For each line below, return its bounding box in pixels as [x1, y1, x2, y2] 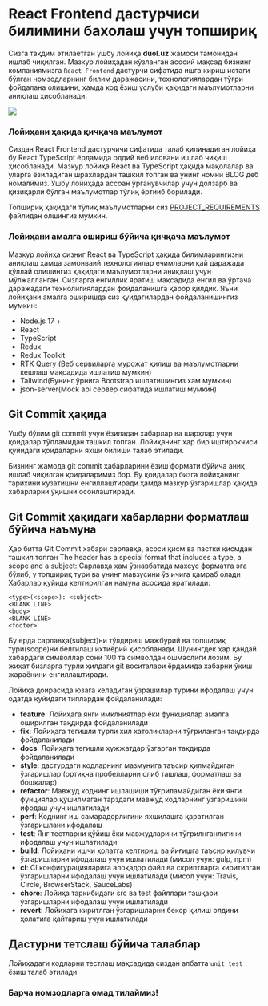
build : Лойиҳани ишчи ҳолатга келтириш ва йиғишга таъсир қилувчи [19, 846, 256, 855]
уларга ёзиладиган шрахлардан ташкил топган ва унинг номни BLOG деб [8, 170, 259, 180]
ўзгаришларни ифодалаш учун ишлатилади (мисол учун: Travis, [19, 871, 238, 881]
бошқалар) [19, 777, 58, 787]
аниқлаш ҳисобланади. [8, 91, 88, 100]
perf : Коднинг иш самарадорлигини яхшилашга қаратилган [19, 812, 224, 821]
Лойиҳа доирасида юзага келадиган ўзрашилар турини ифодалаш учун [8, 685, 254, 695]
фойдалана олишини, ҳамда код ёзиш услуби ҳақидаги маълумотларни [8, 82, 254, 92]
